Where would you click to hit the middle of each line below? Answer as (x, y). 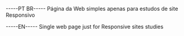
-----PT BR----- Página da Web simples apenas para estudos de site (92, 9)
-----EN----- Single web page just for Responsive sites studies (85, 27)
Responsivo (20, 15)
